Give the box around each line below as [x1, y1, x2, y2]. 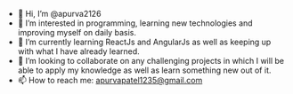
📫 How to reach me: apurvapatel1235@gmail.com [17, 75, 203, 85]
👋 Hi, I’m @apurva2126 [17, 9, 102, 19]
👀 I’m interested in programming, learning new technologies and [17, 18, 253, 28]
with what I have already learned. [17, 46, 140, 57]
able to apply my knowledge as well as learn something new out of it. [17, 65, 272, 75]
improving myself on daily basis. [17, 27, 136, 37]
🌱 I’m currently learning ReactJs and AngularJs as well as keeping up [17, 36, 272, 47]
